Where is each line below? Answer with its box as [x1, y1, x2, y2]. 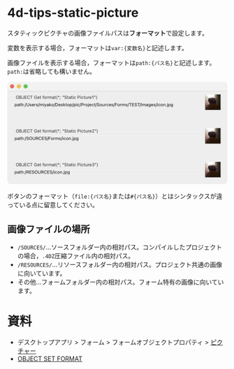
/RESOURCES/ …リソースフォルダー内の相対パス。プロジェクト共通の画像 [17, 260, 222, 269]
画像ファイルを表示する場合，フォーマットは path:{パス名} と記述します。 [7, 58, 216, 67]
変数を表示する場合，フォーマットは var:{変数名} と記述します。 [7, 43, 189, 52]
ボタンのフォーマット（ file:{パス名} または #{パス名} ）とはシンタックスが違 [7, 192, 223, 200]
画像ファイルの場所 [7, 223, 90, 235]
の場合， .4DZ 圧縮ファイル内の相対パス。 [17, 252, 135, 260]
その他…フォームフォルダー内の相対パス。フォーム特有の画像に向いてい [17, 278, 224, 287]
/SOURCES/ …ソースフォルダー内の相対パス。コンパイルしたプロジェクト [17, 243, 222, 252]
